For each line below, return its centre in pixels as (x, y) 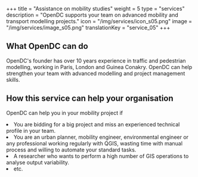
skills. (13, 79)
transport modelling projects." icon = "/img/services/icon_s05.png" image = (99, 21)
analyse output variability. (38, 162)
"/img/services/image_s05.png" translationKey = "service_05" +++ (88, 27)
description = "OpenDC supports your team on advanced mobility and (92, 15)
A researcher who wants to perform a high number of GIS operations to (101, 156)
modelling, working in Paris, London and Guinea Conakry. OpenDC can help (99, 67)
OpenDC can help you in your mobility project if (65, 113)
